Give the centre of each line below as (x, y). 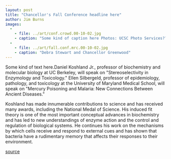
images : (13, 24)
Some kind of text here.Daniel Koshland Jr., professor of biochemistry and (83, 67)
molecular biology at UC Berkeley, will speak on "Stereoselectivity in (77, 72)
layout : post (19, 10)
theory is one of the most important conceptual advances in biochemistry (82, 114)
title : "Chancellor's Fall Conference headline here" (64, 15)
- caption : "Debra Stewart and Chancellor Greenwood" (73, 52)
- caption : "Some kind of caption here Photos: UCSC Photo (78, 39)
